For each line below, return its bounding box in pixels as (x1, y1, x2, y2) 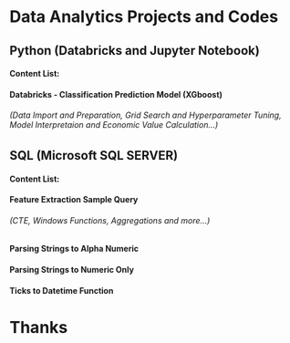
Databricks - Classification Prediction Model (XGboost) (9, 88, 223, 99)
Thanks (9, 317, 68, 338)
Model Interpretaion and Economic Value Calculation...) (9, 120, 219, 130)
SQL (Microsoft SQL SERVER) (9, 148, 179, 163)
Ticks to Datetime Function (9, 285, 114, 296)
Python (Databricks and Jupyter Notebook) (9, 43, 260, 58)
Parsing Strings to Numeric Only (9, 264, 135, 275)
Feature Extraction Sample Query (9, 194, 139, 205)
